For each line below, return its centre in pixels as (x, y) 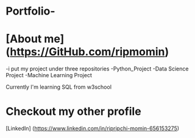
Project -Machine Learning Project (49, 75)
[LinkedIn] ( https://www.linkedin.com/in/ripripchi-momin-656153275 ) (93, 128)
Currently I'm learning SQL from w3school (59, 87)
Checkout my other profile (73, 112)
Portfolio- (30, 11)
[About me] (35, 39)
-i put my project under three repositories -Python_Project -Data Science (97, 69)
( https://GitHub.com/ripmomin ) (87, 52)
